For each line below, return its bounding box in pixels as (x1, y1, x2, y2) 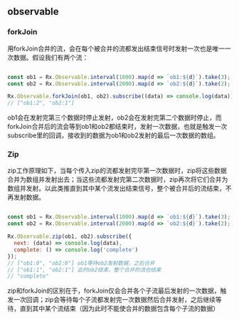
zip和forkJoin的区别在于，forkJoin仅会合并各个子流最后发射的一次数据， (7, 286, 221, 295)
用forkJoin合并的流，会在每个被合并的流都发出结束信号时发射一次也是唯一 (7, 44, 225, 53)
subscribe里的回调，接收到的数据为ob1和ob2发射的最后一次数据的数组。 (7, 131, 220, 140)
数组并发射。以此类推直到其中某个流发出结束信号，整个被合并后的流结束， (7, 184, 225, 193)
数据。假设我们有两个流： (13, 53, 89, 61)
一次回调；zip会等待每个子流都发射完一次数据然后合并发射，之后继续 (13, 296, 216, 304)
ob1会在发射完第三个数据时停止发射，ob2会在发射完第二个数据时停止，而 (7, 113, 222, 122)
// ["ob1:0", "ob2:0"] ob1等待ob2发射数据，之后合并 (7, 259, 155, 266)
